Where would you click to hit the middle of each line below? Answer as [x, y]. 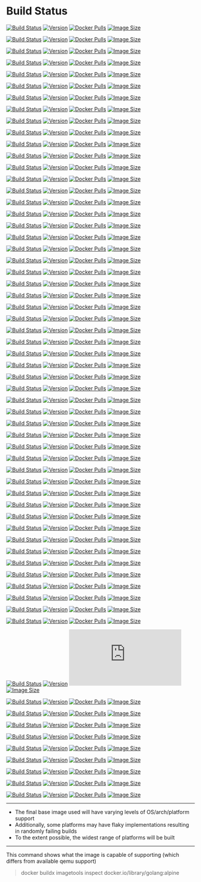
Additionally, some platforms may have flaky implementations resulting [102, 824]
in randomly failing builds [46, 831]
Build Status [37, 11]
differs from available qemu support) [51, 861]
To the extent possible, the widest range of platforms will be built [95, 837]
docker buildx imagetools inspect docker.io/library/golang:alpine [100, 872]
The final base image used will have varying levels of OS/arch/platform [102, 812]
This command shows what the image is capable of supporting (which [93, 854]
